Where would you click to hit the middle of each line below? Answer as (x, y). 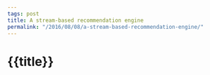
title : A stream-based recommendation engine (75, 20)
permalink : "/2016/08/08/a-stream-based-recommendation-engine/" (105, 27)
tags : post (23, 14)
